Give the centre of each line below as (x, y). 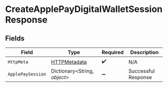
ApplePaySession (27, 74)
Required (113, 52)
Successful (141, 71)
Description (144, 52)
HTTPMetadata (69, 62)
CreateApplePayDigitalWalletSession (84, 9)
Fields (15, 38)
